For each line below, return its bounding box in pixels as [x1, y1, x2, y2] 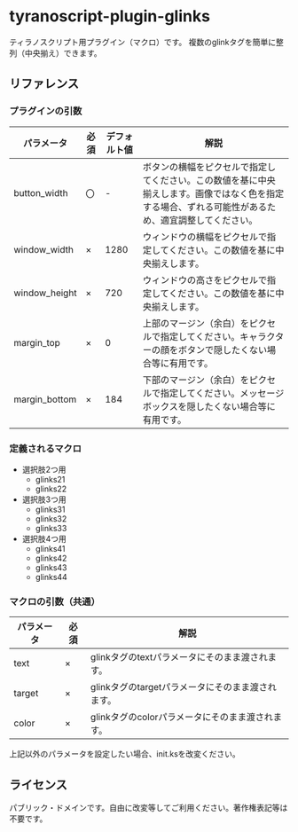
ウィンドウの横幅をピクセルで [142, 231, 268, 243]
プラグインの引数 [9, 105, 82, 117]
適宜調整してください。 [160, 214, 258, 226]
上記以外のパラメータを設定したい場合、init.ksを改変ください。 [9, 749, 241, 759]
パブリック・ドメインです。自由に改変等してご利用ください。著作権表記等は [9, 803, 288, 813]
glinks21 [35, 474, 66, 484]
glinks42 [35, 553, 67, 563]
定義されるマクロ [9, 442, 82, 454]
